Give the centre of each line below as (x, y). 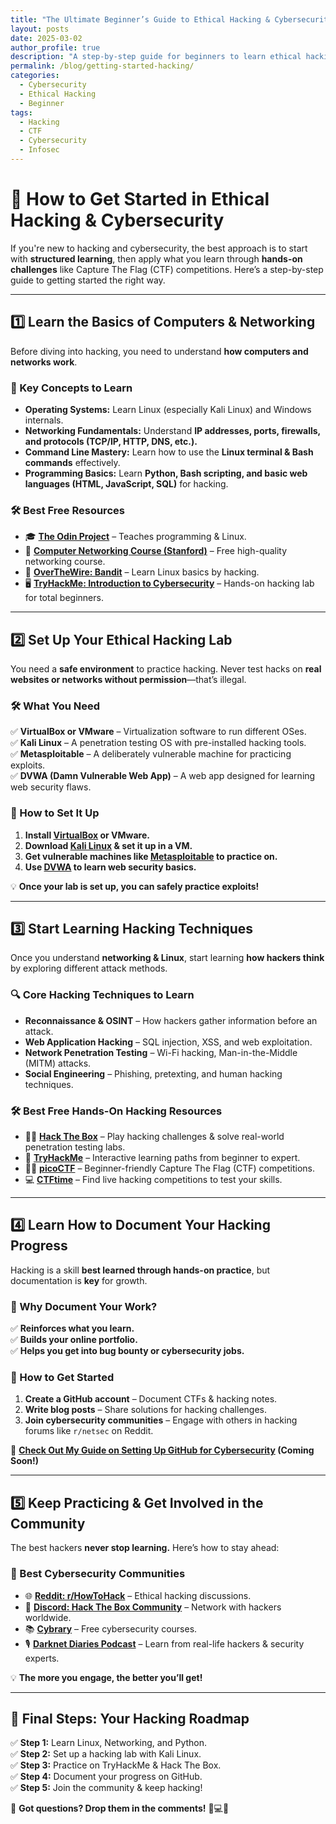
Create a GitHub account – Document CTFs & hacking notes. (151, 1399)
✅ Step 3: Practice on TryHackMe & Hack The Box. (116, 1765)
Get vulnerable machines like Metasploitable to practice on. (151, 856)
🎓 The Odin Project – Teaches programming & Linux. (135, 537)
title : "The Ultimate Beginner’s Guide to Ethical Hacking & (140, 19)
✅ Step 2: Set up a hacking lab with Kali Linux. (106, 1754)
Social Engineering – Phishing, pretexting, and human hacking (153, 1073)
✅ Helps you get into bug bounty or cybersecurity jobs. (127, 1351)
